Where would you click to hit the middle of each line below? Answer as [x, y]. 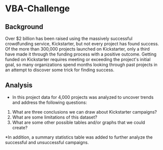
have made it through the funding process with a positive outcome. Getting [81, 54]
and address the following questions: [50, 102]
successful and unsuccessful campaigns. [47, 142]
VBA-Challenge [38, 9]
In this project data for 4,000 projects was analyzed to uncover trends [83, 97]
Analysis [19, 85]
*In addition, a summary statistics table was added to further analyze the [79, 137]
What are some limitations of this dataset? [54, 117]
